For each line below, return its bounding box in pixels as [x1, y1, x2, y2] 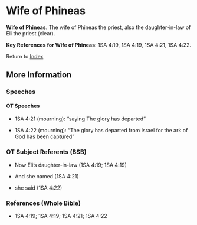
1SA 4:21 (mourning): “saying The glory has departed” [14, 115, 146, 122]
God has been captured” [14, 133, 75, 140]
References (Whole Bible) [6, 199, 81, 207]
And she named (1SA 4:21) [14, 172, 79, 180]
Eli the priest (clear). [6, 30, 55, 37]
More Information [6, 70, 72, 80]
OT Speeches [6, 102, 40, 109]
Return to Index [6, 53, 44, 60]
